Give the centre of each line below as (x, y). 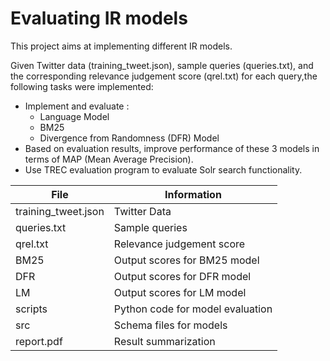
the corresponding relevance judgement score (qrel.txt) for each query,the (164, 76)
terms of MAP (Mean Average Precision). (109, 159)
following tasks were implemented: (82, 86)
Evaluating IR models (99, 18)
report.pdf (39, 341)
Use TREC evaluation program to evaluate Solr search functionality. (163, 169)
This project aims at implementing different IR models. (121, 46)
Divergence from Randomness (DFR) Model (129, 138)
